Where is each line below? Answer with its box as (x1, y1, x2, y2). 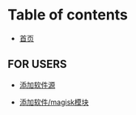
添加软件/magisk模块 (19, 97, 90, 107)
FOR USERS (7, 57, 67, 71)
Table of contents (7, 6, 129, 24)
